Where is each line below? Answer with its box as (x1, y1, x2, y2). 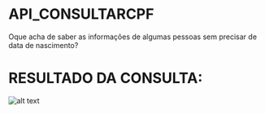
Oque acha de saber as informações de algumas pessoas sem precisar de (8, 32, 258, 41)
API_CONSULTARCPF (8, 5, 154, 24)
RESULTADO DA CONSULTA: (8, 69, 203, 88)
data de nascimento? (8, 40, 79, 50)
